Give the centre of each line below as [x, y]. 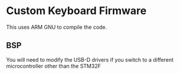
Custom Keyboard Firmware [76, 11]
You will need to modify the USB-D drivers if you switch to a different [90, 59]
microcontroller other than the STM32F [54, 66]
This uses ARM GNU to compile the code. [57, 27]
